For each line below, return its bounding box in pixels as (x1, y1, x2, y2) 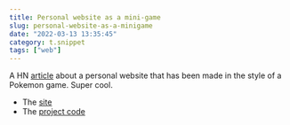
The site (21, 97, 52, 107)
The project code (21, 106, 86, 117)
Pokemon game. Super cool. (9, 80, 113, 90)
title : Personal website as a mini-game (9, 12, 162, 22)
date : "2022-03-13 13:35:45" (9, 29, 117, 38)
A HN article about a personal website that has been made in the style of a (9, 70, 282, 81)
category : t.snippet (9, 37, 86, 47)
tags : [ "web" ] (9, 46, 62, 55)
